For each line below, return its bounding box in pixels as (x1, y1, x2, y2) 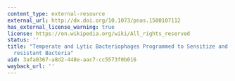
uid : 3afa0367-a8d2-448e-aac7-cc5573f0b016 (7, 56, 137, 63)
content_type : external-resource (7, 10, 106, 18)
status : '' (7, 37, 39, 44)
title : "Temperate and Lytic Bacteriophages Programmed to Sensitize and (7, 43, 229, 50)
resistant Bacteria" (13, 50, 74, 57)
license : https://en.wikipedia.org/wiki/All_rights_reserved (7, 30, 191, 37)
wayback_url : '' (7, 63, 55, 70)
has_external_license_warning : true (7, 23, 115, 30)
